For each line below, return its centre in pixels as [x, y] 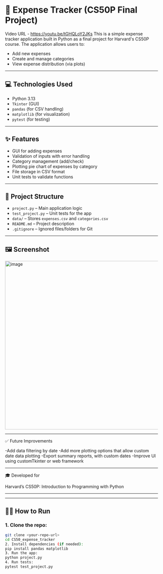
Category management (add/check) [48, 161]
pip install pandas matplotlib [37, 549]
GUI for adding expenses [37, 151]
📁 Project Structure [34, 196]
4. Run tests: [19, 562]
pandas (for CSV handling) [38, 109]
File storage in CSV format [38, 171]
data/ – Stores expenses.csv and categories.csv [60, 219]
